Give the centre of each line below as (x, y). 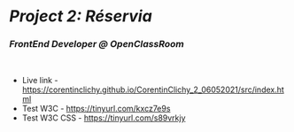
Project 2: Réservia (81, 16)
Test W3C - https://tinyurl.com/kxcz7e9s (96, 109)
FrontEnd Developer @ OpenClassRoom (97, 44)
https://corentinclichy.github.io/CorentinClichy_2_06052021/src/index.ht (153, 89)
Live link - (40, 81)
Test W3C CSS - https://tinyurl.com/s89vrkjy (104, 118)
